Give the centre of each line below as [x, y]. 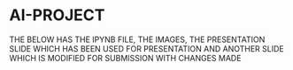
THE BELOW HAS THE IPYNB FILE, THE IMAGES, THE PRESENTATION [137, 39]
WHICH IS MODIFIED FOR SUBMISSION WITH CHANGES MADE [125, 58]
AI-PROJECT [57, 15]
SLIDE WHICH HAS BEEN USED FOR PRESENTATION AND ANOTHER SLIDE [147, 48]
